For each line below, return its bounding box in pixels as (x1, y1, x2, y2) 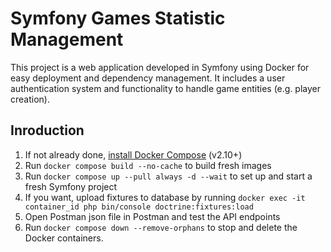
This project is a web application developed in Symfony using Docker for (10, 61, 310, 73)
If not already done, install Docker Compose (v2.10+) (24, 148, 243, 161)
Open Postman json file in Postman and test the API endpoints (24, 210, 281, 222)
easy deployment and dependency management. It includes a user (10, 72, 286, 84)
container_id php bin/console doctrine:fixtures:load (24, 202, 254, 212)
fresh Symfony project (24, 180, 118, 192)
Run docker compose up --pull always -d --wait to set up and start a (24, 170, 313, 182)
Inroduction (10, 122, 85, 139)
